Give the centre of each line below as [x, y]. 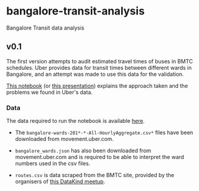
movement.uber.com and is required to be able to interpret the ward [99, 157]
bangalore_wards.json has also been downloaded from [83, 151]
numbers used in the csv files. [53, 163]
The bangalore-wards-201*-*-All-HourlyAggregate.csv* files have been [104, 133]
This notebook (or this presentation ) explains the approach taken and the [97, 86]
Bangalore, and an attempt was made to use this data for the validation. [95, 74]
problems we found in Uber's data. [49, 92]
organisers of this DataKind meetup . [60, 181]
